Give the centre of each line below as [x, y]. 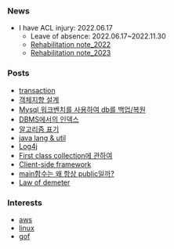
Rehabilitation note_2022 [71, 45]
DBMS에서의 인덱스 [49, 119]
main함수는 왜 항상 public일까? [66, 173]
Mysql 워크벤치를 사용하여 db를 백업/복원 [82, 109]
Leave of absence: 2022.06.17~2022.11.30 [98, 36]
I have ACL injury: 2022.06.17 [65, 28]
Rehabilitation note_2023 [71, 53]
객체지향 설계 [39, 99]
